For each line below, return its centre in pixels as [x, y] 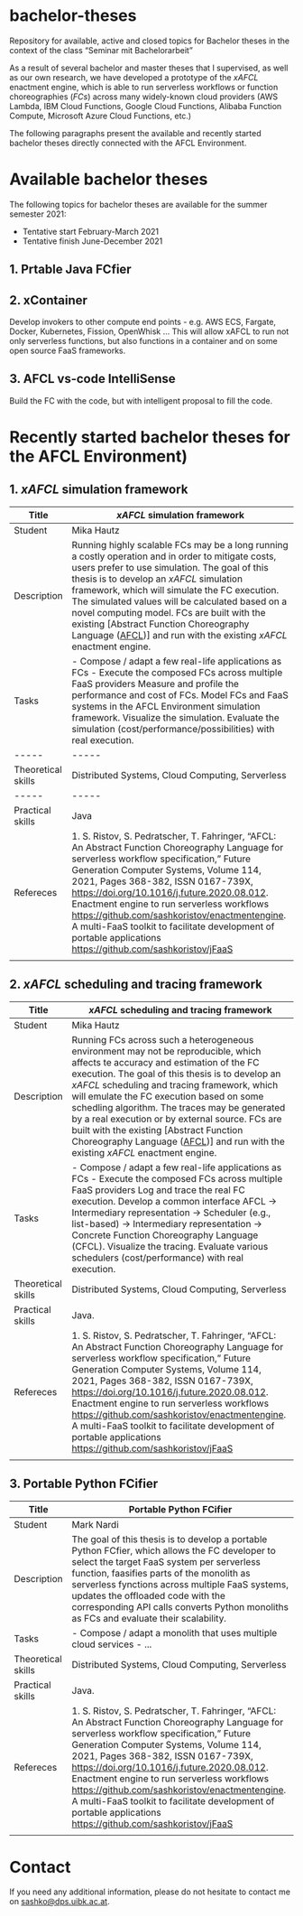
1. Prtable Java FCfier [71, 270]
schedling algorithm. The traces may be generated [179, 1107]
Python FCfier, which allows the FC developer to [174, 1550]
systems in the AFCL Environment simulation [166, 706]
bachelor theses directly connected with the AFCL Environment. [128, 143]
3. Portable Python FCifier [84, 1484]
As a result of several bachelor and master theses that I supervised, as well [149, 68]
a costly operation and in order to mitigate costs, [174, 556]
